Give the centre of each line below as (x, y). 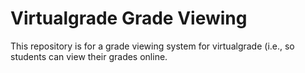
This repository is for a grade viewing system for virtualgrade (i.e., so (152, 46)
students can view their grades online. (89, 56)
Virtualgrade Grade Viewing (129, 18)
